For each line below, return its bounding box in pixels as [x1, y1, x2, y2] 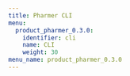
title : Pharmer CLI [8, 11, 73, 20]
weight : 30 [22, 48, 59, 56]
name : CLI [22, 41, 55, 49]
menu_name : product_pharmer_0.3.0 [8, 56, 123, 64]
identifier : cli [22, 33, 77, 42]
